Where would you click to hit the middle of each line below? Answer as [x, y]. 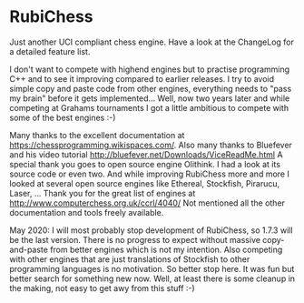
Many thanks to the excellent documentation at [97, 135]
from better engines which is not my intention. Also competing [166, 249]
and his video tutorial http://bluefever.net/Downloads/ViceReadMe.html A [146, 154]
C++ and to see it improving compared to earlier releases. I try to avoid [142, 78]
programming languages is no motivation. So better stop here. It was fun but [152, 268]
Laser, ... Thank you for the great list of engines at [103, 193]
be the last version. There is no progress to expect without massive [135, 239]
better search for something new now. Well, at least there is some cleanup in [152, 278]
